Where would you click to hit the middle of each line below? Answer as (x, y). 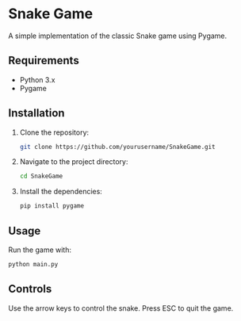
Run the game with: (40, 250)
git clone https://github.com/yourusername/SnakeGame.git (117, 147)
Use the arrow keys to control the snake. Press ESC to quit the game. (121, 308)
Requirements (44, 61)
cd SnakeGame (41, 176)
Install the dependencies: (61, 192)
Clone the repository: (54, 132)
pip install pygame (52, 206)
